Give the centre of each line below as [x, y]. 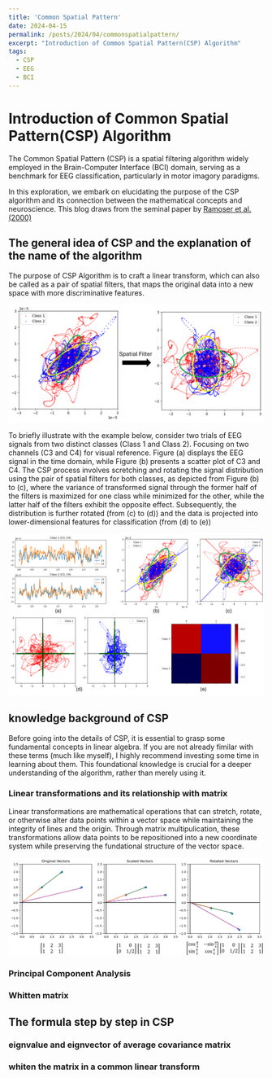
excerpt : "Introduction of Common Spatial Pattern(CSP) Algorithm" [125, 43]
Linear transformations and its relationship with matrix [118, 794]
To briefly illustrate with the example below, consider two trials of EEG [125, 435]
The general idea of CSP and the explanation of [130, 243]
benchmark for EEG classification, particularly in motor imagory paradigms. [134, 176]
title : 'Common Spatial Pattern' [65, 17]
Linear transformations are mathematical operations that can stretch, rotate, [135, 811]
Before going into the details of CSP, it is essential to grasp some [117, 738]
